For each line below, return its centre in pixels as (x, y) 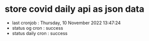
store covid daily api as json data (74, 9)
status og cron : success (38, 28)
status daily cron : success (40, 33)
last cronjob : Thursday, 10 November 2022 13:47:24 (66, 23)
